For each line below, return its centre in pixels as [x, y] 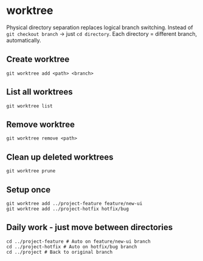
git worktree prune [31, 171]
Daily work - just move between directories [90, 227]
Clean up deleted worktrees [60, 157]
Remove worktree [40, 124]
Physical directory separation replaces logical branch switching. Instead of [100, 27]
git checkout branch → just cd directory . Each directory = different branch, [102, 33]
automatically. [24, 40]
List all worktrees [40, 92]
